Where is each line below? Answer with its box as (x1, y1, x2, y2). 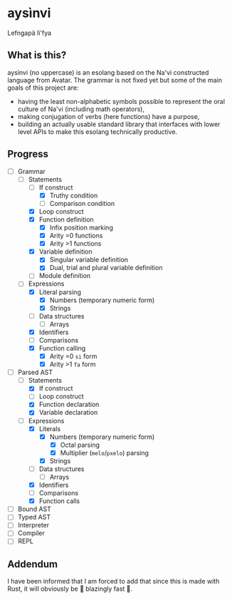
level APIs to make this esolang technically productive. (17, 127, 178, 136)
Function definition (38, 215, 94, 224)
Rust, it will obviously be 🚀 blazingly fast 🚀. (7, 584, 133, 593)
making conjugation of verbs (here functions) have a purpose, (17, 112, 200, 120)
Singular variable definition (49, 255, 129, 264)
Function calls (38, 497, 80, 505)
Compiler (17, 529, 45, 537)
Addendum (7, 558, 58, 570)
